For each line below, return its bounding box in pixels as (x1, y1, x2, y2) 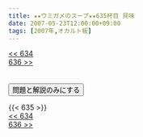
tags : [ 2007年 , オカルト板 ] (8, 27, 92, 35)
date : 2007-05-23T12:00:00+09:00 (8, 19, 121, 27)
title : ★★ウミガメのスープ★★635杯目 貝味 (8, 11, 135, 20)
